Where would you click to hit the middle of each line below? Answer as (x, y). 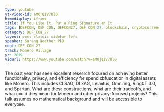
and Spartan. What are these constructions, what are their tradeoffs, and (78, 89)
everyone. (15, 104)
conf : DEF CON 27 (23, 46)
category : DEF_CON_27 (27, 32)
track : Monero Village (28, 50)
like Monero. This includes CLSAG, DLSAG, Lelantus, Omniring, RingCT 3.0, (81, 84)
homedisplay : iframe (26, 19)
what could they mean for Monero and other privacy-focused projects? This (81, 94)
